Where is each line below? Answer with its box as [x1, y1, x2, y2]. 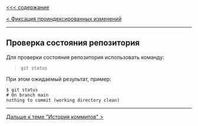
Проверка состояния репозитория [6, 38, 140, 48]
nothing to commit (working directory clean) [6, 97, 120, 103]
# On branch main [6, 92, 49, 98]
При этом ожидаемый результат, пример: [6, 75, 112, 82]
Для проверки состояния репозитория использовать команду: [6, 53, 164, 60]
